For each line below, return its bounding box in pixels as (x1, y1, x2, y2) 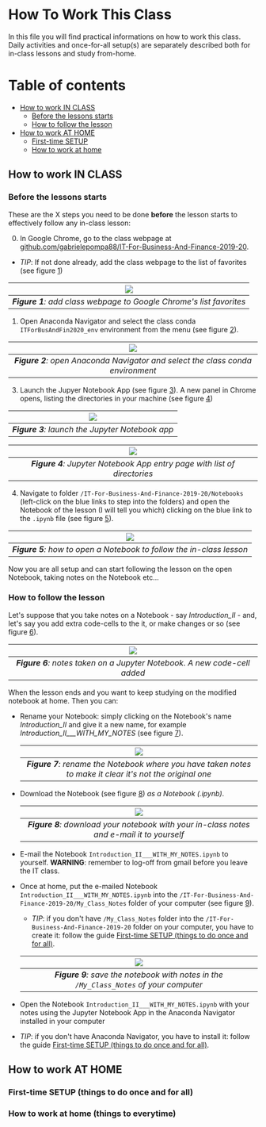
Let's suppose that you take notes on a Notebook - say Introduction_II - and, (8, 610, 257, 619)
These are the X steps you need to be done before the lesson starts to (8, 209, 237, 219)
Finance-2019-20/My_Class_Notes (19, 899, 127, 907)
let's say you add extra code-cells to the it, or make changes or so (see (8, 619, 241, 628)
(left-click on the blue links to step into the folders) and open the (19, 496, 230, 506)
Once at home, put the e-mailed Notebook (19, 881, 158, 891)
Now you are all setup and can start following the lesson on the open (8, 564, 233, 573)
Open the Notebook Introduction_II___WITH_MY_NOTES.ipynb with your (19, 999, 249, 1009)
